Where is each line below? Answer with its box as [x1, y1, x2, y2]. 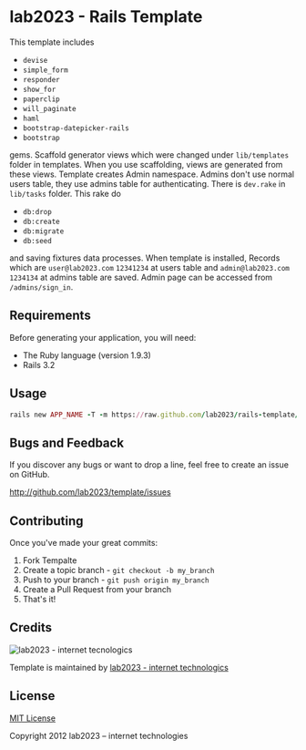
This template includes [9, 36, 95, 47]
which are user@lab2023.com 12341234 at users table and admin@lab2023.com [9, 262, 290, 272]
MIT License [9, 713, 56, 724]
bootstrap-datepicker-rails [22, 123, 129, 133]
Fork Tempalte [22, 555, 77, 566]
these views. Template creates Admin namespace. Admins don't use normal [9, 169, 294, 180]
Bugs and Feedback [9, 435, 125, 450]
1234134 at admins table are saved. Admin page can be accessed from [9, 272, 273, 283]
